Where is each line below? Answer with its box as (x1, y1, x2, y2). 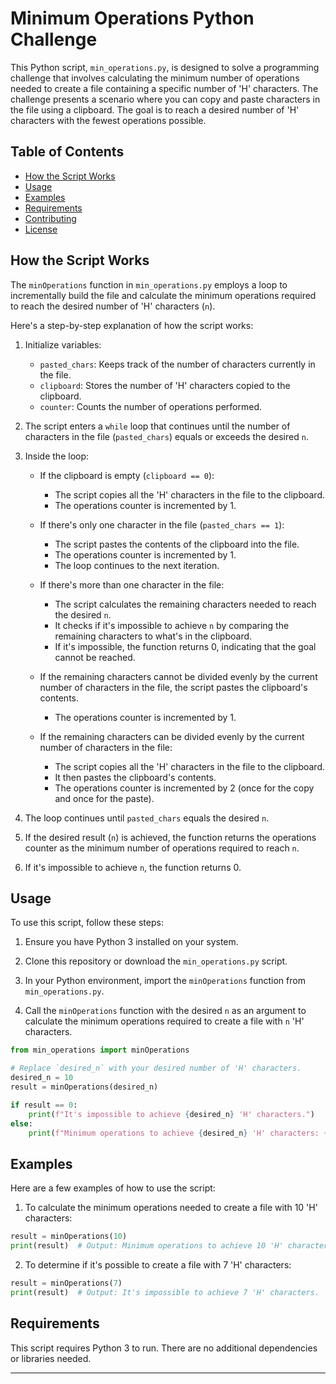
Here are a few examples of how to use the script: (10, 1182, 216, 1194)
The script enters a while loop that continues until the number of (24, 420, 291, 432)
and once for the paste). (54, 792, 155, 804)
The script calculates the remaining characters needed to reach (54, 598, 317, 610)
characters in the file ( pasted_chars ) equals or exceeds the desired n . (24, 430, 309, 442)
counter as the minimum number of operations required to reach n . (24, 842, 300, 854)
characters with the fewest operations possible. (10, 114, 207, 126)
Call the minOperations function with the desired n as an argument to (24, 1005, 307, 1017)
